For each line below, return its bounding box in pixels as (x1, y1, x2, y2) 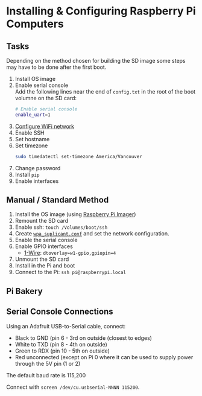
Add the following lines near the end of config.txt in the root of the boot (14, 88, 196, 95)
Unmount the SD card (14, 255, 69, 263)
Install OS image (14, 75, 56, 82)
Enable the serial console (14, 237, 78, 244)
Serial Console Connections (6, 307, 113, 317)
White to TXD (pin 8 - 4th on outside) (14, 340, 107, 348)
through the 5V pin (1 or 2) (14, 360, 81, 367)
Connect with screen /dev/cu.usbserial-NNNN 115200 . (6, 383, 140, 391)
